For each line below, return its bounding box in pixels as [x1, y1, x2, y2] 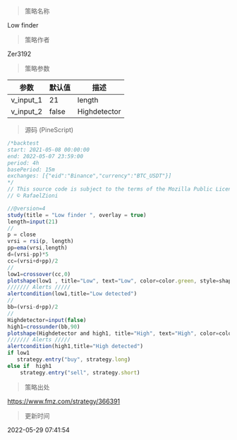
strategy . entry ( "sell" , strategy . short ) [20, 369, 140, 376]
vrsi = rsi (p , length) [7, 238, 74, 245]
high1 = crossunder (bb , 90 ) [7, 323, 80, 331]
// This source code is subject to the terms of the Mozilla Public [7, 186, 213, 193]
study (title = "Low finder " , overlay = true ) [7, 211, 147, 218]
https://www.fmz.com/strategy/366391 [7, 397, 121, 405]
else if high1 [7, 362, 52, 369]
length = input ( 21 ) [7, 218, 59, 225]
